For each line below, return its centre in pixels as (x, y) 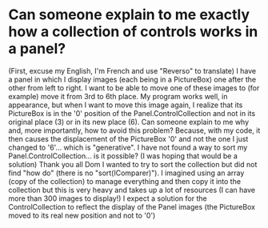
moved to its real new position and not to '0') (82, 215)
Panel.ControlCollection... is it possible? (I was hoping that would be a (123, 156)
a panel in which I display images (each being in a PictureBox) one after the (132, 79)
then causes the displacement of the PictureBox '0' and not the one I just (128, 138)
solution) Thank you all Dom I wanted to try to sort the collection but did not (133, 164)
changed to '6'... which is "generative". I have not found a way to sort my (128, 147)
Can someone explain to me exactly (129, 15)
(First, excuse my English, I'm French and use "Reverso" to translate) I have (132, 70)
